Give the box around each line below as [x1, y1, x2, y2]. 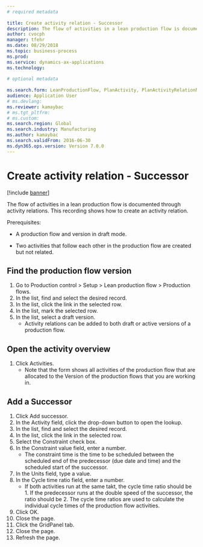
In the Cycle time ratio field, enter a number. [15, 477, 125, 483]
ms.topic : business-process [7, 48, 78, 54]
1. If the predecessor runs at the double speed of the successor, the [24, 489, 193, 496]
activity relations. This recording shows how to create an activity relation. [7, 207, 189, 214]
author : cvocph [7, 31, 45, 37]
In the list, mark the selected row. [15, 307, 98, 315]
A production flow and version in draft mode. [15, 230, 127, 238]
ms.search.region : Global [7, 121, 72, 127]
